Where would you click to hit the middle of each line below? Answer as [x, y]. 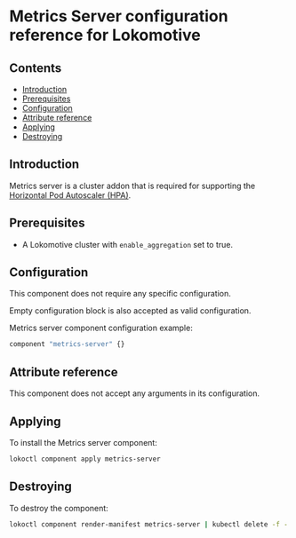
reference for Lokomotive [105, 35]
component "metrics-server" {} [67, 344]
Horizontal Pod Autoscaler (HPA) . [70, 195]
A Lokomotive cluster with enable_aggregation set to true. [128, 244]
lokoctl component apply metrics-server [85, 459]
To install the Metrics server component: [83, 442]
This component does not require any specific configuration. [120, 294]
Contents [36, 68]
